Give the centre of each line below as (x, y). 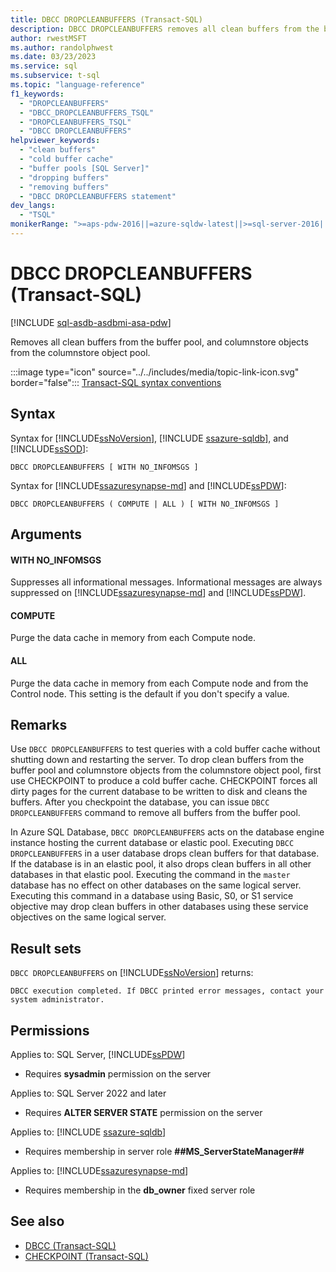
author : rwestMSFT (48, 38)
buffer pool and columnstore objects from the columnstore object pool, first (166, 770)
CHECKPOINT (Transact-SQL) (86, 1256)
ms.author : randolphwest (62, 47)
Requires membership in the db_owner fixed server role (140, 1190)
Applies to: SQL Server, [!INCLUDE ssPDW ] (98, 1055)
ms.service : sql (44, 66)
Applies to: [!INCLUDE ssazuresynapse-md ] (99, 1171)
